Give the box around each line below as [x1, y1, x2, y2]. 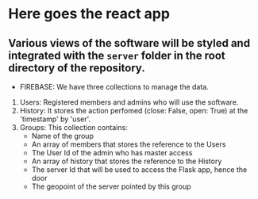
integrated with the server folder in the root [8, 48, 226, 62]
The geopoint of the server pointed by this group [31, 182, 192, 191]
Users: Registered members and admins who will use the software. [19, 98, 239, 107]
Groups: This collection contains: [19, 123, 129, 132]
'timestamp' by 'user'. [19, 114, 91, 124]
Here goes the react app [8, 5, 171, 23]
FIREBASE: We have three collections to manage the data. [19, 82, 209, 91]
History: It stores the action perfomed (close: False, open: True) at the [19, 106, 248, 115]
